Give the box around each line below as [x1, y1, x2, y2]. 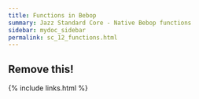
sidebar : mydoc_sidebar [8, 26, 87, 34]
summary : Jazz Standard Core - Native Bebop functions [8, 19, 192, 27]
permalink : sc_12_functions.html [8, 33, 118, 42]
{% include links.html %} [8, 83, 88, 93]
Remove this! [8, 62, 74, 75]
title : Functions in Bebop [8, 11, 97, 20]
